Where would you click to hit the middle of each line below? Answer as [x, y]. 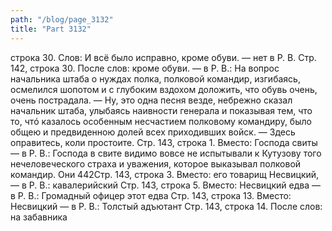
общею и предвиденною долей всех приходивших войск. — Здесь [153, 132]
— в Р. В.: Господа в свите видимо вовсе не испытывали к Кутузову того [166, 153]
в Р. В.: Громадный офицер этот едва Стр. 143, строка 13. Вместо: [151, 195]
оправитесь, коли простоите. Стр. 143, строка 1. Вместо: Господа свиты [164, 142]
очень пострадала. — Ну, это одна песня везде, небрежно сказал [151, 100]
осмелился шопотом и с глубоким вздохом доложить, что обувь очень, [164, 89]
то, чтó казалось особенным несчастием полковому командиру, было [161, 121]
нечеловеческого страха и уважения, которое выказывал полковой [156, 163]
